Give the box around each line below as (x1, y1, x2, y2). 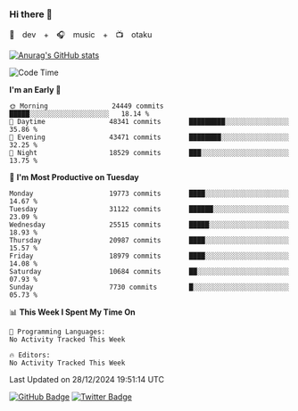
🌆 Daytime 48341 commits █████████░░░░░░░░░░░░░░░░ (9, 118, 290, 127)
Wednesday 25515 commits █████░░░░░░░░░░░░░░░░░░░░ (9, 220, 290, 230)
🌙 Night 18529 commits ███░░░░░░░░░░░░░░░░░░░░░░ (9, 149, 290, 158)
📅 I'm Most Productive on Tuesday (9, 172, 140, 183)
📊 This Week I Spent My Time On (9, 307, 136, 317)
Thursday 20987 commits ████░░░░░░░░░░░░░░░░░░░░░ (9, 236, 290, 245)
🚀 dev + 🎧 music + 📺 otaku (9, 29, 153, 40)
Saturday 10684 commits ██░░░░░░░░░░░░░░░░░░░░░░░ (9, 267, 290, 276)
